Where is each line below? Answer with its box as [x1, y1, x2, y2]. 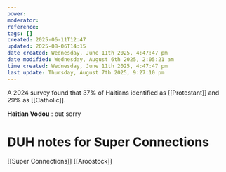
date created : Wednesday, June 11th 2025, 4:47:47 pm [7, 50, 168, 57]
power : [7, 10, 27, 18]
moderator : [7, 17, 39, 24]
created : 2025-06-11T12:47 [7, 37, 86, 44]
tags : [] [7, 29, 33, 37]
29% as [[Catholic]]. [7, 95, 66, 104]
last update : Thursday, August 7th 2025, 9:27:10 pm [7, 69, 165, 76]
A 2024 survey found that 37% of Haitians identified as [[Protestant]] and [7, 88, 220, 97]
